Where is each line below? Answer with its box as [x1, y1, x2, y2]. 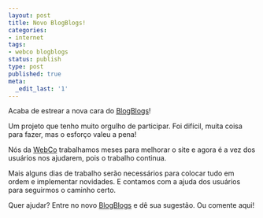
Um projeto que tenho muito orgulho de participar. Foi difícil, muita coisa [8, 121, 243, 131]
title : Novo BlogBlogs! [8, 19, 87, 27]
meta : [8, 77, 26, 85]
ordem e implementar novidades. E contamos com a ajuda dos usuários [8, 177, 241, 187]
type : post [8, 63, 44, 71]
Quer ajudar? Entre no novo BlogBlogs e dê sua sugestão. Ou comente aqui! [8, 201, 255, 210]
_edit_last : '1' [15, 84, 69, 93]
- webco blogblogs [8, 48, 69, 56]
